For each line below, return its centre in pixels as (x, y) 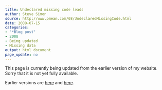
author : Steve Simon (26, 14)
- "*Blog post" (20, 32)
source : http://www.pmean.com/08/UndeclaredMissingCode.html (68, 18)
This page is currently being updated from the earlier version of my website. (81, 68)
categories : (17, 28)
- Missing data (20, 45)
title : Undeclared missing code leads (44, 9)
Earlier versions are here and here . (40, 83)
